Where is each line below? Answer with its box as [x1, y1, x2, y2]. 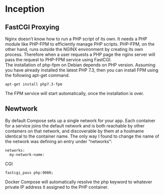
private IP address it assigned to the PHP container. [5, 184, 109, 190]
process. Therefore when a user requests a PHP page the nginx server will [5, 51, 156, 57]
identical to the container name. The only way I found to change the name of [5, 133, 160, 139]
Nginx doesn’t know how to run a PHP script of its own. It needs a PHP [5, 36, 147, 42]
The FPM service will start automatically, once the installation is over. [5, 91, 144, 96]
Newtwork [5, 104, 38, 113]
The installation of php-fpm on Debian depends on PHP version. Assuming [5, 62, 156, 68]
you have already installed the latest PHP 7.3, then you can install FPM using [5, 67, 159, 73]
